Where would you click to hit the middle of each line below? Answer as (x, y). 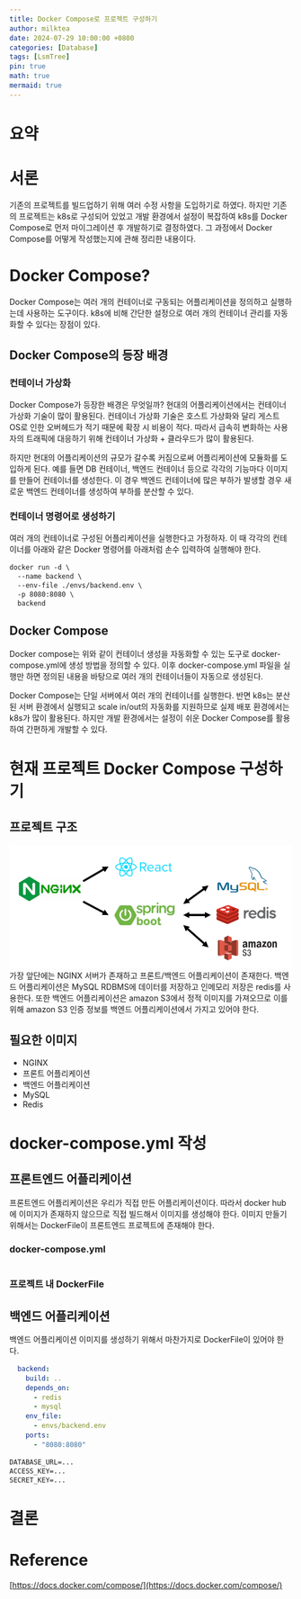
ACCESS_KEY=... (38, 1471)
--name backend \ (50, 576)
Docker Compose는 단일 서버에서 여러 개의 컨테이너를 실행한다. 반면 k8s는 (142, 695)
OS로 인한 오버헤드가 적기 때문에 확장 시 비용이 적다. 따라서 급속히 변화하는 (141, 427)
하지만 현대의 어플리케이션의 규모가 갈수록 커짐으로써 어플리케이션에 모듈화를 (144, 457)
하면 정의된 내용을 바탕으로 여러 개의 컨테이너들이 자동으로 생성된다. (144, 676)
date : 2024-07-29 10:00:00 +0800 (72, 38)
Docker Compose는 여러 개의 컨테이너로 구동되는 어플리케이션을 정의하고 (139, 301)
